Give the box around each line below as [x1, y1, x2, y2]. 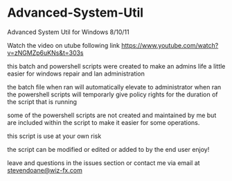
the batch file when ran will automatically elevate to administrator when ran [7, 83, 222, 91]
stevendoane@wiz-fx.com [7, 166, 83, 174]
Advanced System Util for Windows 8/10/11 [7, 28, 130, 36]
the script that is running [7, 97, 78, 105]
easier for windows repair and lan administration [7, 69, 145, 78]
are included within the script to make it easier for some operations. [7, 118, 200, 126]
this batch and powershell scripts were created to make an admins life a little [7, 62, 226, 70]
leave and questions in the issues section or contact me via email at [7, 158, 200, 167]
